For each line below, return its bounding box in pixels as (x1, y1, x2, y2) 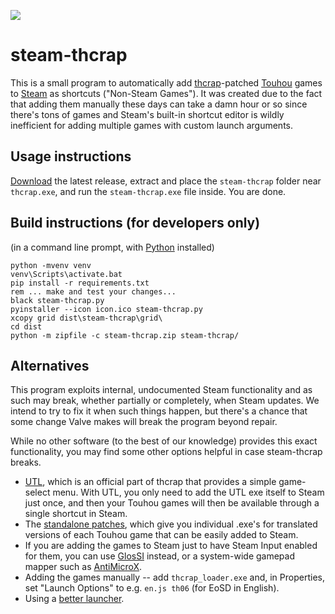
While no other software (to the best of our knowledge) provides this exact (10, 435, 318, 447)
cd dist (10, 321, 43, 332)
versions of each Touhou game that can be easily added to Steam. (24, 529, 299, 541)
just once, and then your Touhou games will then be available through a (24, 497, 320, 509)
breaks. (10, 456, 42, 469)
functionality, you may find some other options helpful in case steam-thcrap (10, 446, 323, 458)
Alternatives (10, 357, 90, 374)
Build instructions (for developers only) (10, 215, 261, 232)
